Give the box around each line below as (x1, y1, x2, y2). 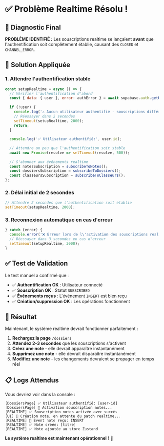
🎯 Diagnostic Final (5, 23, 61, 31)
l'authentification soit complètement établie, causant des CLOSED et (5, 42, 139, 47)
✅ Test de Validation (5, 259, 68, 268)
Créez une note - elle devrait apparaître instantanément (12, 346, 124, 352)
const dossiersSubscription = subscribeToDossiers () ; (9, 168, 121, 173)
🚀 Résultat (5, 312, 37, 321)
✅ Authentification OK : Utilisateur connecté (12, 282, 103, 287)
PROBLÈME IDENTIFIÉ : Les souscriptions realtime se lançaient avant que (5, 36, 154, 42)
